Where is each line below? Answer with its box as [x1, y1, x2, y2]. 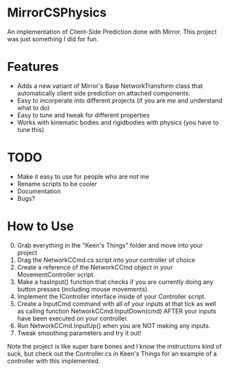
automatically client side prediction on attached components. [17, 89, 190, 97]
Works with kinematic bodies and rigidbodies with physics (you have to [17, 118, 219, 127]
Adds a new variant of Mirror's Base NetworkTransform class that [17, 81, 203, 90]
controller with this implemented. [7, 356, 100, 365]
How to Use [7, 219, 74, 234]
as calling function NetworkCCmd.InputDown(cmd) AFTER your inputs [17, 307, 217, 315]
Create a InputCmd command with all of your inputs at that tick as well [17, 299, 217, 307]
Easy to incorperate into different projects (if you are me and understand [17, 96, 223, 105]
